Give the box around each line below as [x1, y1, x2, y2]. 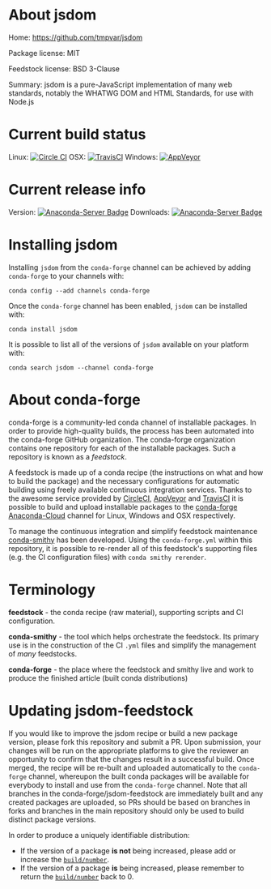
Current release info [8, 181, 146, 199]
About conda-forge [8, 391, 141, 408]
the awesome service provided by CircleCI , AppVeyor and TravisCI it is [8, 493, 244, 503]
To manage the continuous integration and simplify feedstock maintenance [8, 526, 258, 536]
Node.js [8, 96, 35, 106]
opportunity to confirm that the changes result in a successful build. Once [8, 754, 255, 763]
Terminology [8, 580, 95, 599]
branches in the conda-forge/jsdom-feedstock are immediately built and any [8, 789, 264, 798]
